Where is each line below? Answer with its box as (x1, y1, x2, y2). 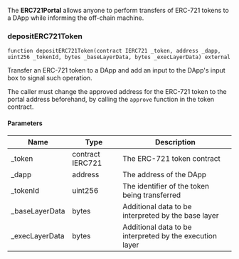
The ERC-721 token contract (122, 153, 221, 163)
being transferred (122, 190, 181, 200)
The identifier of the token (122, 181, 210, 191)
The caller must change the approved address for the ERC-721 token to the (7, 88, 227, 96)
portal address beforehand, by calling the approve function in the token (7, 95, 215, 104)
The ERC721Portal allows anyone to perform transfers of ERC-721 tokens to (7, 6, 229, 14)
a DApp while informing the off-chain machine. (7, 14, 144, 22)
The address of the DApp (122, 169, 207, 179)
